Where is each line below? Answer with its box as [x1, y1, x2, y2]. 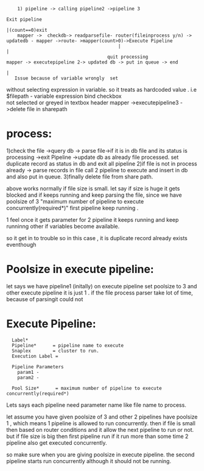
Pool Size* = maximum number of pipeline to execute [12, 385, 163, 391]
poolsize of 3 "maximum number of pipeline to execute [6, 197, 144, 205]
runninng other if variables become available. [6, 222, 120, 230]
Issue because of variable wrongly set [14, 75, 119, 81]
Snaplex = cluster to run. [12, 348, 99, 354]
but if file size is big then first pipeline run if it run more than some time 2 [6, 433, 189, 440]
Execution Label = [12, 353, 59, 359]
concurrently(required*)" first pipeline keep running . [6, 204, 139, 211]
